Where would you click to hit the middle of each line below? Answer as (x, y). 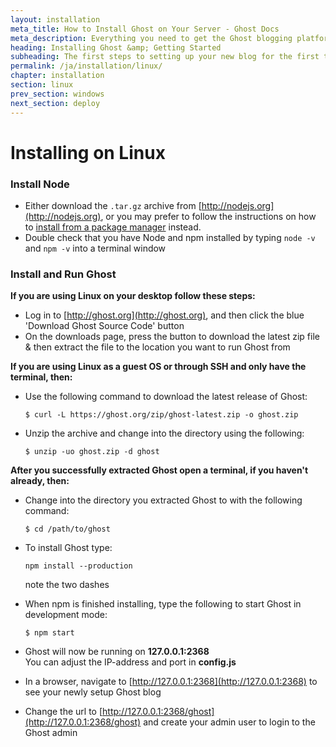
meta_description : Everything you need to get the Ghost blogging (151, 38)
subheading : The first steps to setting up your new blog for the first (165, 57)
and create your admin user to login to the (229, 722)
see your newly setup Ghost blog (93, 692)
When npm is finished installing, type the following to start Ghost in (163, 604)
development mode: (66, 615)
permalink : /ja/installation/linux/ (86, 66)
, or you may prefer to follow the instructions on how (208, 216)
